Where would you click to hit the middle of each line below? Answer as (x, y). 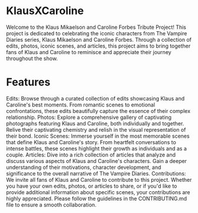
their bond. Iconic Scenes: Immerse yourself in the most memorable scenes (98, 136)
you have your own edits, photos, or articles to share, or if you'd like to (92, 186)
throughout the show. (32, 58)
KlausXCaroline (45, 11)
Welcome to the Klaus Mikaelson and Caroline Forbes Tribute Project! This (96, 27)
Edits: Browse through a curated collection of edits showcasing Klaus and (95, 98)
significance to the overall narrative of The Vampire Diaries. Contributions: (96, 173)
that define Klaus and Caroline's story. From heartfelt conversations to (91, 142)
